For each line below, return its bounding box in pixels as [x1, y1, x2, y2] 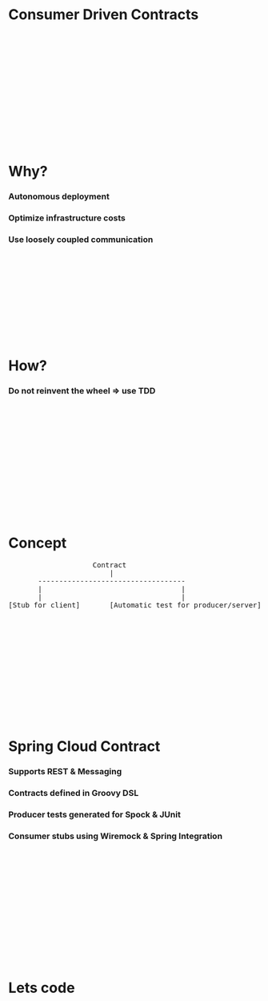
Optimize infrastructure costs [8, 212, 126, 224]
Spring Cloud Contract [8, 737, 161, 755]
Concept [8, 534, 67, 552]
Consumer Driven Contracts [8, 6, 199, 24]
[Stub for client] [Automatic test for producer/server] [8, 600, 262, 609]
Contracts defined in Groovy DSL [8, 787, 139, 798]
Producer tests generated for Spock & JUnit [8, 809, 182, 820]
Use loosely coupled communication [8, 233, 154, 244]
